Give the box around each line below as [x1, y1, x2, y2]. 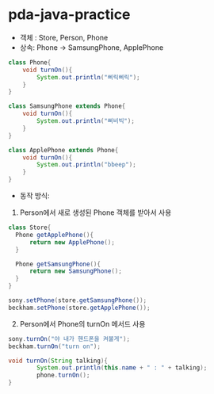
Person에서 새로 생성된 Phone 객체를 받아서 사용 [19, 208, 172, 217]
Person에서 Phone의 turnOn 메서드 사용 [19, 319, 146, 328]
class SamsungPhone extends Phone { [8, 102, 126, 110]
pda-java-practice [8, 6, 131, 24]
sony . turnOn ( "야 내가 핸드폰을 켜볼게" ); [8, 335, 131, 342]
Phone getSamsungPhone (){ [15, 260, 101, 268]
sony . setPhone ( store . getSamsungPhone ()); [8, 296, 147, 304]
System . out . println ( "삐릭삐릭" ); [36, 73, 140, 81]
